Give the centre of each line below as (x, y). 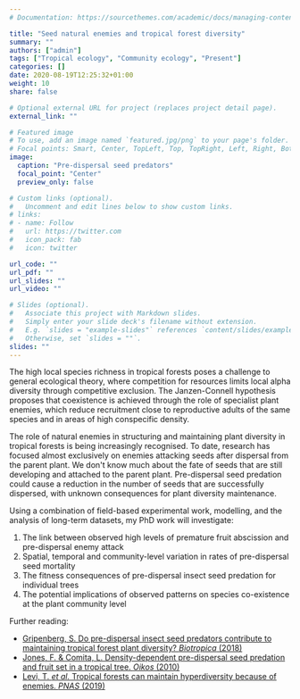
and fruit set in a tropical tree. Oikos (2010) (101, 667)
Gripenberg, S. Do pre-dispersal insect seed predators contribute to (147, 638)
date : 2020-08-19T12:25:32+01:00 (71, 75)
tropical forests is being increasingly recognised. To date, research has (140, 446)
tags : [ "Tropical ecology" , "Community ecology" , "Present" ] (125, 59)
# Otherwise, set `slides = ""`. (75, 338)
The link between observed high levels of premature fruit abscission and (155, 537)
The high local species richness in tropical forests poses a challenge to (140, 372)
